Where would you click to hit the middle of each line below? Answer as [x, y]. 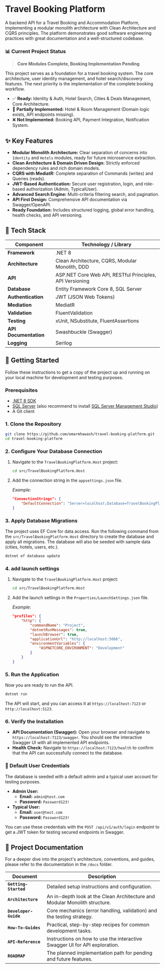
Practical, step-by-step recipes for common [98, 925]
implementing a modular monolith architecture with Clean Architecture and [81, 28]
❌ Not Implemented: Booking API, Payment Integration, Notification [81, 120]
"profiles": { [27, 616]
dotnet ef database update [33, 556]
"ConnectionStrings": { [37, 499]
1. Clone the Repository [33, 424]
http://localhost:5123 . [29, 709]
